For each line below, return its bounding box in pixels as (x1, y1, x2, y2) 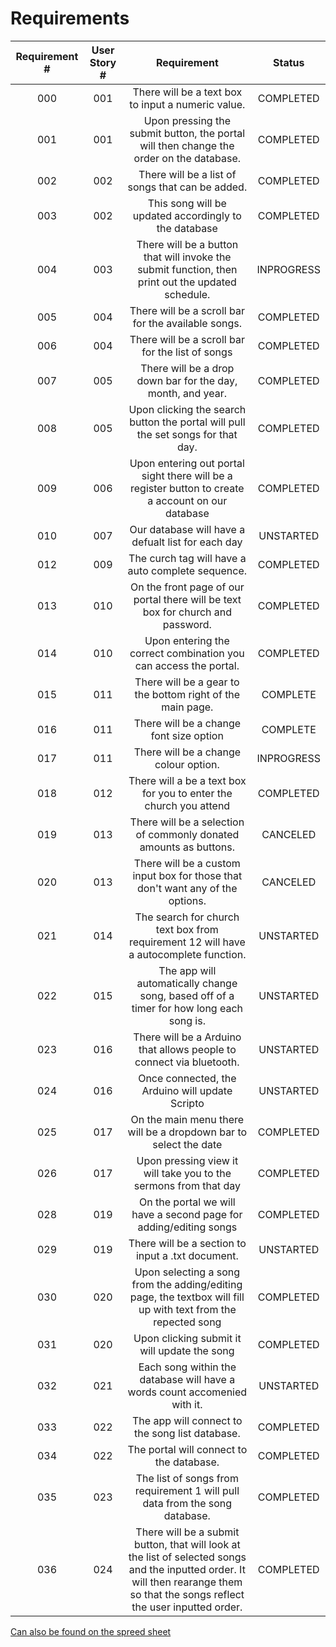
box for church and (142, 605, 233, 619)
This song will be (147, 196, 227, 210)
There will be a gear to (134, 675, 240, 689)
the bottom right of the (134, 687, 241, 701)
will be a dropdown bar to (127, 1125, 248, 1139)
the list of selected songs (128, 1550, 247, 1564)
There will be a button (136, 237, 239, 251)
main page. (161, 700, 214, 714)
